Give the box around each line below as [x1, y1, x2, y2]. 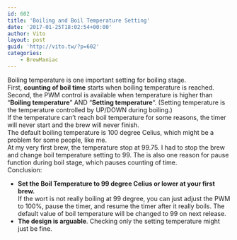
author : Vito [7, 30, 46, 37]
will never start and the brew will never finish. [7, 121, 139, 129]
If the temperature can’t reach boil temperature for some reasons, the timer [7, 113, 226, 121]
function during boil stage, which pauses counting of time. [7, 158, 178, 167]
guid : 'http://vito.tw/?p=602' [7, 43, 100, 50]
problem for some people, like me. [7, 136, 108, 144]
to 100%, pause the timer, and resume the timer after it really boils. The [17, 202, 225, 210]
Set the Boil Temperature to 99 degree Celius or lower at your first [17, 179, 216, 188]
